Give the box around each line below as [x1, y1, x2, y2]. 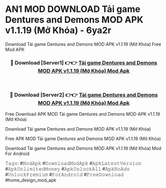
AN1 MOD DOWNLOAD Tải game [5, 3, 141, 15]
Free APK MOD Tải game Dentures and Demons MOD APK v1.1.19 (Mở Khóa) [5, 136, 161, 142]
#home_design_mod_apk [5, 177, 56, 183]
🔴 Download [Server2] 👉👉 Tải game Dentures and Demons [9, 91, 158, 98]
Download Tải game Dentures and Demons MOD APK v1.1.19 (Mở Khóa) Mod [5, 145, 162, 151]
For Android [5, 151, 30, 157]
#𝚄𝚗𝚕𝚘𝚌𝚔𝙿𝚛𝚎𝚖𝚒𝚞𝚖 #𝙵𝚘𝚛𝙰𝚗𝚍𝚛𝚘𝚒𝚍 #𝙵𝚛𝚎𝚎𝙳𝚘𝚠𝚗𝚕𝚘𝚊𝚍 [5, 171, 124, 178]
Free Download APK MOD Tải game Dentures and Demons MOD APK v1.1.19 [5, 111, 161, 117]
